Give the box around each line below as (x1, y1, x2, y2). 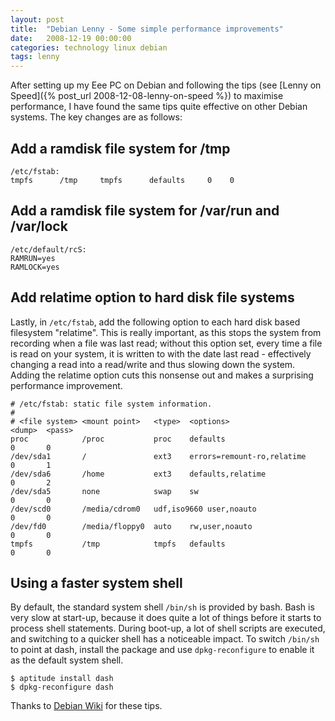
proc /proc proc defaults (10, 434, 226, 444)
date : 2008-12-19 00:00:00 (10, 33, 132, 43)
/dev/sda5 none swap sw (10, 486, 199, 496)
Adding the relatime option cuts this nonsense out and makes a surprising (10, 369, 314, 381)
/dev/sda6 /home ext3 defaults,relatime (10, 469, 267, 479)
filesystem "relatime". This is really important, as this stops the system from (10, 326, 322, 338)
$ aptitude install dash (10, 674, 114, 684)
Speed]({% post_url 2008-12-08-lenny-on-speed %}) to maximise (10, 90, 284, 102)
